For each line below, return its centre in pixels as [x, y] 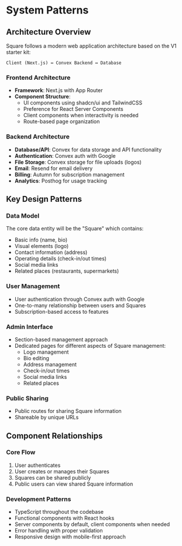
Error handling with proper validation [59, 531]
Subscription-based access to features [61, 311]
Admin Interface [30, 327]
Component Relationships [54, 435]
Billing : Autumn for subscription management [69, 174]
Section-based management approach [61, 339]
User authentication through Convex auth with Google [79, 299]
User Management [33, 286]
